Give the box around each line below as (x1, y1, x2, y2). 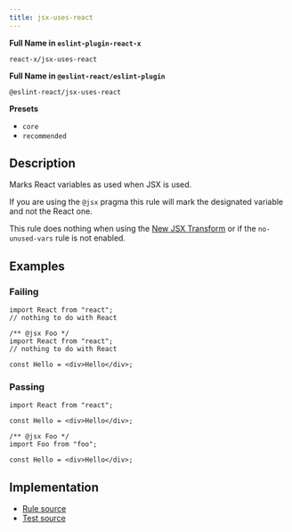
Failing (9, 285, 39, 298)
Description (9, 156, 76, 171)
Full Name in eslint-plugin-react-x (9, 37, 142, 48)
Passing (9, 381, 45, 393)
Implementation (9, 479, 100, 495)
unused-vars (9, 234, 53, 243)
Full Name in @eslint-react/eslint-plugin (9, 70, 166, 81)
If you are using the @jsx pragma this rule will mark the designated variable (9, 197, 284, 208)
